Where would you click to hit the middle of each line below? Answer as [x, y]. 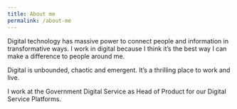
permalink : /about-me [39, 21]
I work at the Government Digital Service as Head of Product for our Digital [117, 91]
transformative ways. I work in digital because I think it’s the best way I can [117, 48]
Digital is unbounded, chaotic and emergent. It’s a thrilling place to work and [119, 70]
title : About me [31, 14]
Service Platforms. [35, 99]
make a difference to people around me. [66, 56]
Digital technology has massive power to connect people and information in [118, 41]
